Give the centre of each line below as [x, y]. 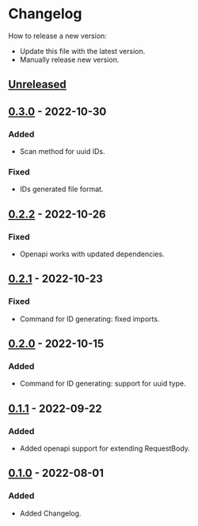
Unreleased [38, 84]
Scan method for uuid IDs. [62, 152]
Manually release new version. [69, 60]
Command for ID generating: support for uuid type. [103, 384]
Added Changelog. [50, 513]
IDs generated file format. [61, 189]
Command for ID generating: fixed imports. [89, 319]
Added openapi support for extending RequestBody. [105, 448]
